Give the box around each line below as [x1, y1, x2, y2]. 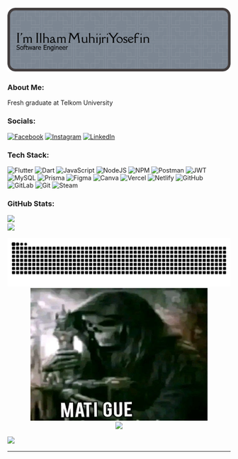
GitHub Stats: [7, 199, 55, 209]
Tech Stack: [7, 150, 50, 160]
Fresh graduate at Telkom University [7, 98, 113, 107]
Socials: [7, 116, 36, 126]
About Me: [7, 82, 45, 92]
